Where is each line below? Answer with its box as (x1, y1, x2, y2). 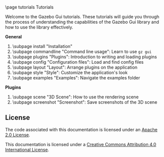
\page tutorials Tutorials (5, 4, 54, 10)
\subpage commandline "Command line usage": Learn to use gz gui (12, 49, 152, 54)
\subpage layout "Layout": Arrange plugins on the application (12, 64, 138, 70)
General (5, 34, 22, 39)
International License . (5, 147, 50, 153)
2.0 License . (5, 132, 31, 138)
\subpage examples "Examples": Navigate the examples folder (12, 75, 140, 80)
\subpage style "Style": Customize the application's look (12, 70, 128, 76)
